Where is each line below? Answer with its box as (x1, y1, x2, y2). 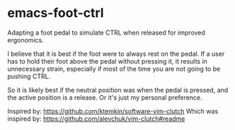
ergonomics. (7, 35, 44, 44)
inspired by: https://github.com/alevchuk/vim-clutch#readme (7, 114, 185, 123)
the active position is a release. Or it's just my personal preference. (7, 93, 203, 102)
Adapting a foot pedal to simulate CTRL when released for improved (7, 28, 205, 37)
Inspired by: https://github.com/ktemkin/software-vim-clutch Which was (7, 107, 219, 115)
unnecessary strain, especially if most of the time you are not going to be (7, 64, 221, 73)
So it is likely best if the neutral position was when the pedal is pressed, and (7, 85, 229, 94)
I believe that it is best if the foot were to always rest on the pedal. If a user (7, 49, 225, 58)
